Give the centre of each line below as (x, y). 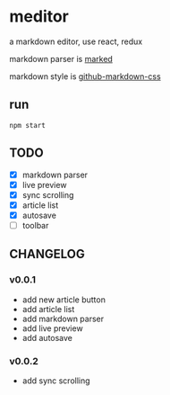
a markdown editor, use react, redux (76, 41)
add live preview (52, 328)
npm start (28, 125)
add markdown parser (63, 319)
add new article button (64, 300)
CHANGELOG (47, 254)
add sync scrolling (56, 381)
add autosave (47, 337)
